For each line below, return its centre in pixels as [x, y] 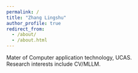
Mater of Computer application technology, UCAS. [69, 57]
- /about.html [29, 40]
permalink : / [23, 12]
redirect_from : [26, 29]
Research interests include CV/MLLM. [53, 64]
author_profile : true [34, 23]
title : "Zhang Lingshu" [36, 18]
